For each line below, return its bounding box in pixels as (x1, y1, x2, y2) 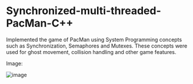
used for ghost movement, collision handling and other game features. (6, 48, 177, 55)
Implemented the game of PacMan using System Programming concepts (6, 36, 182, 43)
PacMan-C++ (6, 16, 74, 30)
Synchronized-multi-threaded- (6, 4, 162, 18)
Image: (6, 60, 23, 67)
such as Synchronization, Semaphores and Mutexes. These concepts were (6, 42, 188, 49)
